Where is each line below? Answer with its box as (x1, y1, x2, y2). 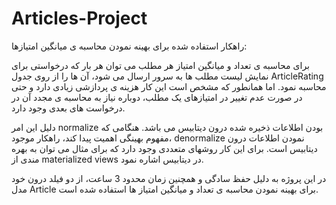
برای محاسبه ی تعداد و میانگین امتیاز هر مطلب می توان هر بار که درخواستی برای (11, 59, 311, 71)
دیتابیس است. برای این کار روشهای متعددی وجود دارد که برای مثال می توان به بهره (11, 142, 318, 154)
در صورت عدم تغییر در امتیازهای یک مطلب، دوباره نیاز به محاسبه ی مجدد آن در (11, 91, 303, 103)
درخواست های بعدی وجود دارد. (11, 102, 126, 114)
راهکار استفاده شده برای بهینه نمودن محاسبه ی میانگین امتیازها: (11, 40, 248, 52)
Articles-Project (11, 7, 148, 30)
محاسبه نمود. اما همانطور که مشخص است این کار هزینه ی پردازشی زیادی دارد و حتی (11, 80, 327, 92)
